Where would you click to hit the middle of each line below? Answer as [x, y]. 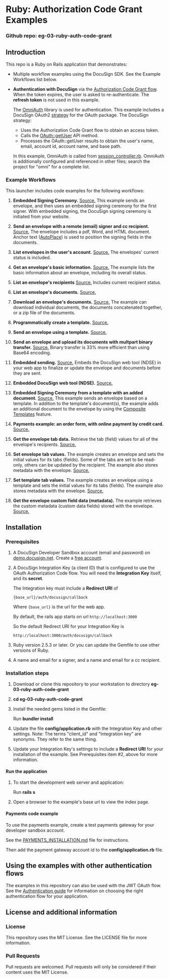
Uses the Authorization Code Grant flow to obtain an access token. [90, 130]
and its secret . [28, 578]
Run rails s [24, 792]
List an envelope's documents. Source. [54, 292]
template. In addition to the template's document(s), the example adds [86, 404]
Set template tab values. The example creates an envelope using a [83, 480]
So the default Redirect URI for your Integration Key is [68, 626]
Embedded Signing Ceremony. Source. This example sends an [79, 201]
